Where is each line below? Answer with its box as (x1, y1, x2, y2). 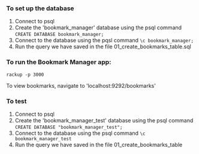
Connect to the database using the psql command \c (14, 130, 146, 137)
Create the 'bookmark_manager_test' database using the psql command (14, 116, 194, 124)
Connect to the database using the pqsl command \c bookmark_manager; (14, 37, 194, 44)
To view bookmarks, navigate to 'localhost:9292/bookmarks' (6, 82, 156, 89)
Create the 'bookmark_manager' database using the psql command (14, 24, 182, 31)
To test (6, 97, 27, 105)
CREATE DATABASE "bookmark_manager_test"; (14, 124, 123, 130)
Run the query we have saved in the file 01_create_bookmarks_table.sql (14, 43, 192, 50)
